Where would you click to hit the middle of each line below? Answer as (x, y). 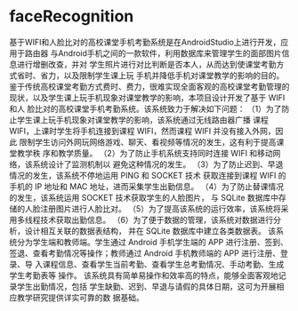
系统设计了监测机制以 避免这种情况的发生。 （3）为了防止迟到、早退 (158, 164)
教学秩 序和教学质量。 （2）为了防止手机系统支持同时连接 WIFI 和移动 (145, 153)
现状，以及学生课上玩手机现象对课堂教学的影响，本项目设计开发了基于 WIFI (147, 97)
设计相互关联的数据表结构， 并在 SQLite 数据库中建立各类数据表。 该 (150, 231)
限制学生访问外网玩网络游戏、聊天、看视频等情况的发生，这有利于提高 (148, 142)
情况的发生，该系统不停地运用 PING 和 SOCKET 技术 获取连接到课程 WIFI (143, 175)
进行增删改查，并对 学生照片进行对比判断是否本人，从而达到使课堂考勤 (146, 64)
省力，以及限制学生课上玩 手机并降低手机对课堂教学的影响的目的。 (162, 75)
